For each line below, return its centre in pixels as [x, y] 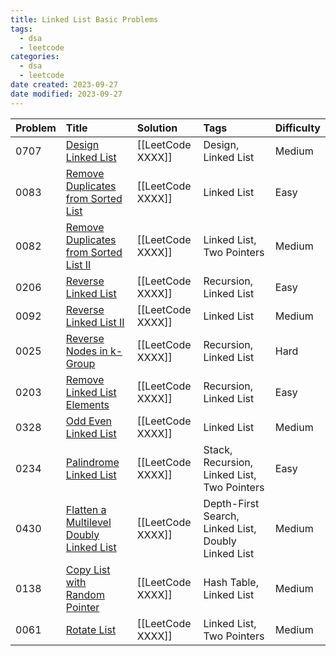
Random [85, 594]
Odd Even [89, 421]
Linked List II [95, 322]
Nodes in [86, 351]
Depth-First [231, 503]
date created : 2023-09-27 [64, 85]
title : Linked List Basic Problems [84, 19]
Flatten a [86, 509]
